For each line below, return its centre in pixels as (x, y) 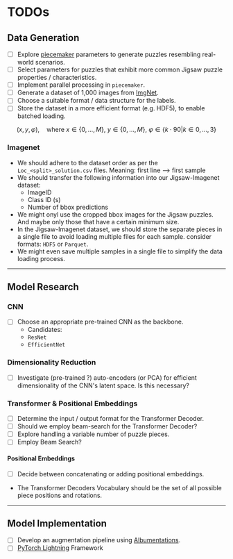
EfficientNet (46, 345)
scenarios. (50, 62)
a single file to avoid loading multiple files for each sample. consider (114, 236)
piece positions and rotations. (60, 495)
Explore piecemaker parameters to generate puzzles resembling (109, 54)
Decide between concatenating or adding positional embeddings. (111, 474)
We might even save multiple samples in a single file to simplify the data (120, 251)
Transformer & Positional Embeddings (72, 403)
